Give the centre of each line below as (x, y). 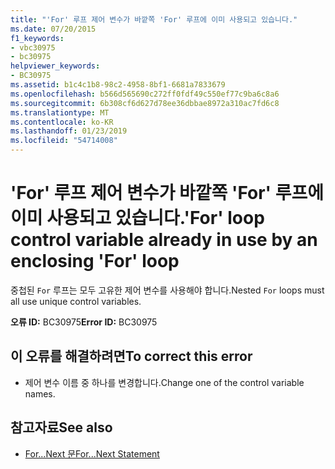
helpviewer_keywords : (55, 66)
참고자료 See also (61, 427)
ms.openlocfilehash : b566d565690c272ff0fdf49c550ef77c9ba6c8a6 (145, 94)
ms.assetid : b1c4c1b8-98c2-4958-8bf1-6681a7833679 (118, 85)
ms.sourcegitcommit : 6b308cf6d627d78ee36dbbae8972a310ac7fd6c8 (145, 103)
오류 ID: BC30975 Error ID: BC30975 (84, 322)
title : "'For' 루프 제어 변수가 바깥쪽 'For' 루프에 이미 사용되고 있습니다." (154, 19)
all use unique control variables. (76, 301)
